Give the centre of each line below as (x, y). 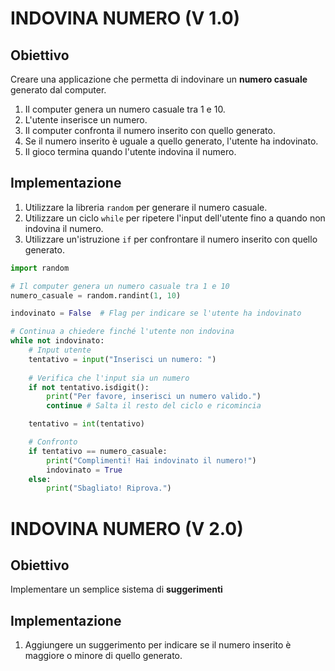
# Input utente (60, 350)
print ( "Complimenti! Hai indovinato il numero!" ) (151, 460)
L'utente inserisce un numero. (86, 120)
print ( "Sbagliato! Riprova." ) (109, 488)
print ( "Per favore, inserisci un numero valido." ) (154, 397)
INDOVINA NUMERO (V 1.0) (125, 18)
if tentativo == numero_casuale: (98, 451)
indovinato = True (84, 470)
